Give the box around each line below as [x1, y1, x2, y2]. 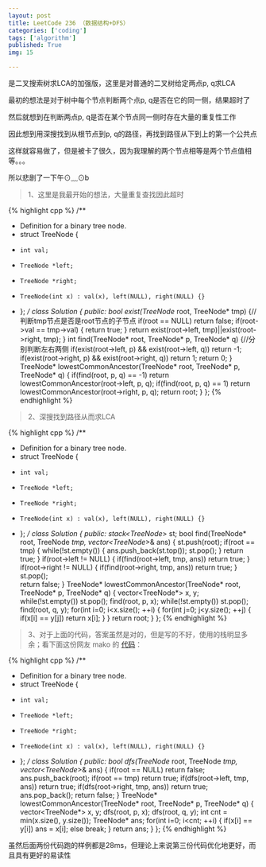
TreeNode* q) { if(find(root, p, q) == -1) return [19, 371, 169, 379]
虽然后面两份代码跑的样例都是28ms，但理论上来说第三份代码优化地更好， [8, 841, 249, 850]
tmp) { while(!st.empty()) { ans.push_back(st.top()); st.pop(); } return [19, 546, 244, 555]
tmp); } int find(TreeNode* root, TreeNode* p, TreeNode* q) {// [43, 335, 249, 344]
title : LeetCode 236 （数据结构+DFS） [8, 19, 129, 27]
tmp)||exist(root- [202, 325, 256, 334]
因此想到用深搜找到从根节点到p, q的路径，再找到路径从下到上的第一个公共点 [8, 129, 258, 138]
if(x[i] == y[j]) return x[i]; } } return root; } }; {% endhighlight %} [19, 613, 228, 623]
